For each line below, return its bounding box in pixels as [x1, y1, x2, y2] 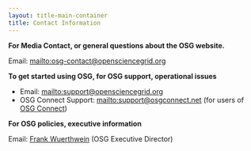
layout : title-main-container [8, 11, 108, 20]
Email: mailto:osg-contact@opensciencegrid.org [8, 56, 166, 66]
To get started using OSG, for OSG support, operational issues [8, 71, 217, 81]
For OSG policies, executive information [8, 119, 143, 128]
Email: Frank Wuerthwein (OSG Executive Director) [8, 134, 173, 143]
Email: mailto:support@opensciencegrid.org [19, 86, 164, 96]
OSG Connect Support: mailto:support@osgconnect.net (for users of [19, 95, 244, 104]
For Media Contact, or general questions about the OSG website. [8, 40, 225, 50]
